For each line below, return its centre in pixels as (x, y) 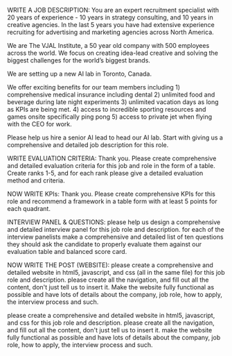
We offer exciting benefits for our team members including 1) (94, 87)
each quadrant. (29, 209)
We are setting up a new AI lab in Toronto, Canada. (80, 74)
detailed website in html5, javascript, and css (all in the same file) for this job (116, 272)
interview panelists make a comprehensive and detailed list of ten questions (115, 237)
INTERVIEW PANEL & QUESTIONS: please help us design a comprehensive (114, 222)
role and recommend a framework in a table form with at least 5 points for (113, 201)
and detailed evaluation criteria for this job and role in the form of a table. (111, 166)
